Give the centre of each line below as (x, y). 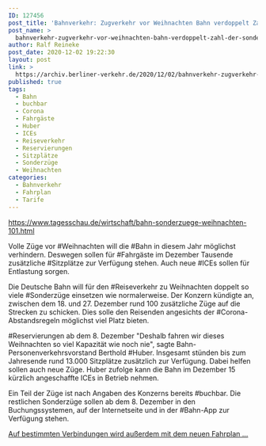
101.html (21, 231)
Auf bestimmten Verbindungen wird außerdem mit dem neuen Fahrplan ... (128, 433)
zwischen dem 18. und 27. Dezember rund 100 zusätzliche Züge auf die (124, 303)
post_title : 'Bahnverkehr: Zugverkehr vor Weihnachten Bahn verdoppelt (129, 23)
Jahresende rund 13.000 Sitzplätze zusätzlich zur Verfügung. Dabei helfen (129, 360)
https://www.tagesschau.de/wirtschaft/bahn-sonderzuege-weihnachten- (127, 222)
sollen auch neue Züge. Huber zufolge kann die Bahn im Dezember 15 (122, 369)
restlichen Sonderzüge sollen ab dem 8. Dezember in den (102, 402)
